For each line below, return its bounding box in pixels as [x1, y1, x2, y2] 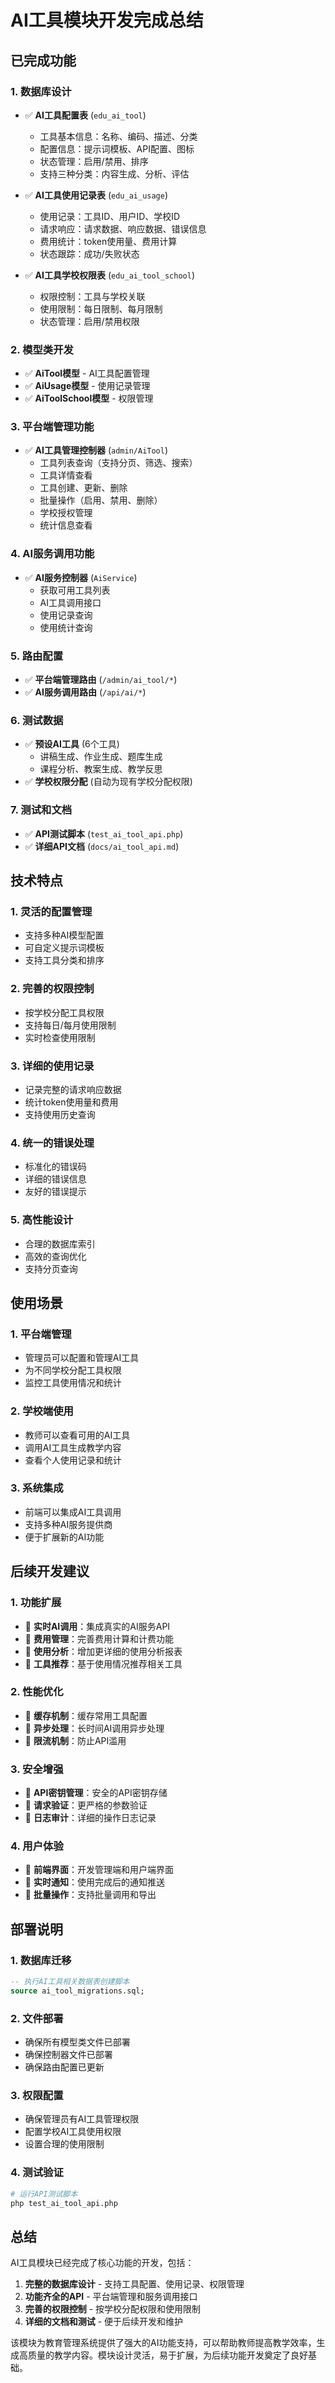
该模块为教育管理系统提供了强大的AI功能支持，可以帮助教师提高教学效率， [10, 2337, 317, 2349]
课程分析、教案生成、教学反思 [39, 763, 163, 775]
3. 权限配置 [10, 2089, 64, 2103]
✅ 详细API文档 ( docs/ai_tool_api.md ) [24, 840, 180, 852]
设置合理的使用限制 [24, 2138, 105, 2150]
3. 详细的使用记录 [10, 1059, 95, 1073]
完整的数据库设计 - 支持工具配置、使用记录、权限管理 [24, 2278, 245, 2290]
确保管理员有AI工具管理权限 [24, 2113, 140, 2125]
